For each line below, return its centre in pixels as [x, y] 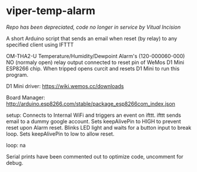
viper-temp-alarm [51, 11]
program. [17, 75]
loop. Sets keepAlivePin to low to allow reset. [60, 134]
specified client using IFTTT [40, 45]
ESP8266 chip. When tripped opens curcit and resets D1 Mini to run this [93, 68]
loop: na [16, 145]
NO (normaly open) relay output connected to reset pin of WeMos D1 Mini [95, 62]
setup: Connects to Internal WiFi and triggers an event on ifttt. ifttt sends [94, 115]
